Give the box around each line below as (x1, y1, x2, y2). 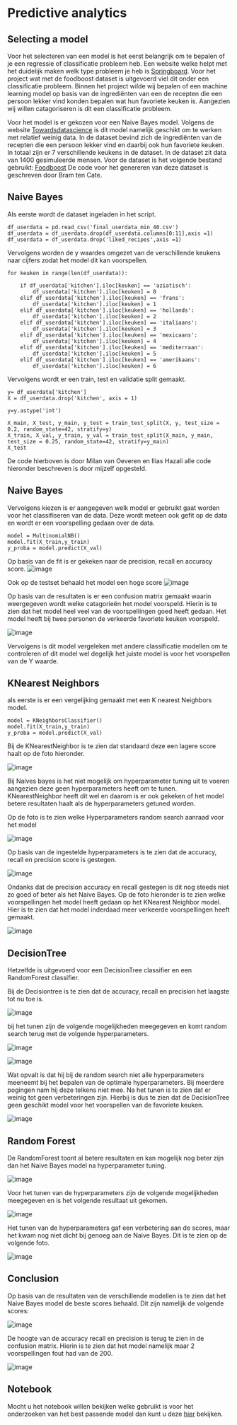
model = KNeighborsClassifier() (7, 717, 103, 724)
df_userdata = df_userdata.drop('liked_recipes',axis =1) (7, 235, 182, 243)
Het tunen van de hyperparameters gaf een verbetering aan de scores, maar (7, 1223, 231, 1232)
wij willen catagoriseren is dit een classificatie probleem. (7, 105, 172, 112)
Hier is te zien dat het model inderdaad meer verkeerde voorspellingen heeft (7, 905, 230, 914)
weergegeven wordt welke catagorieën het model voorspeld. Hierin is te (7, 599, 218, 607)
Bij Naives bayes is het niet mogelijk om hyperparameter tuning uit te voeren (7, 777, 230, 786)
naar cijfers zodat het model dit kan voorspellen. (7, 256, 149, 264)
